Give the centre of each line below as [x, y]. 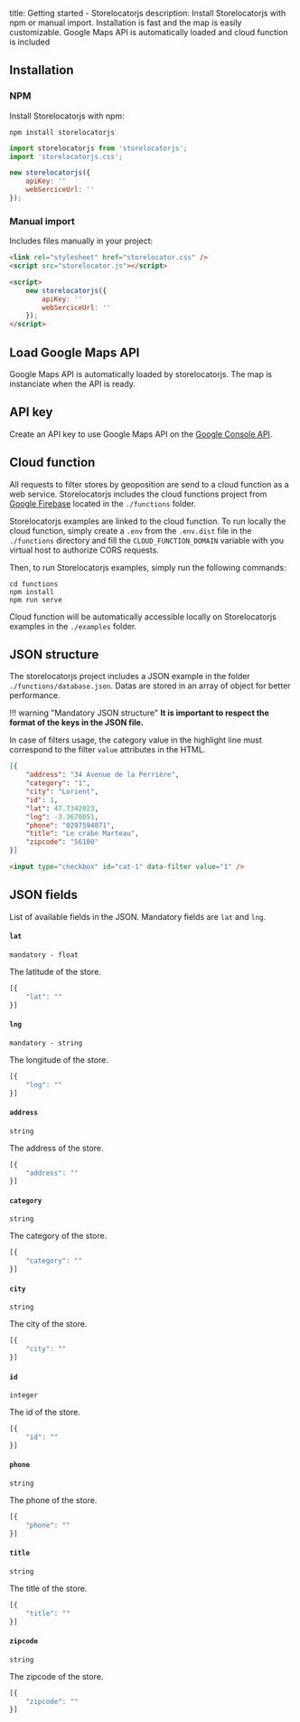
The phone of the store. [53, 1500]
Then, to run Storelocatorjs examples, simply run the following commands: [148, 567]
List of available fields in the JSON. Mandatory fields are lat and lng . [138, 916]
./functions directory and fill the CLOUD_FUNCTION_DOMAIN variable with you [147, 540]
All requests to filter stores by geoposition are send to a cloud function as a [149, 484]
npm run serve [36, 600]
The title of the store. [48, 1588]
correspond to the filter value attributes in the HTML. [108, 750]
